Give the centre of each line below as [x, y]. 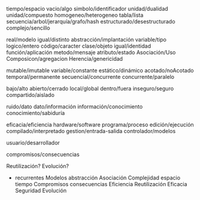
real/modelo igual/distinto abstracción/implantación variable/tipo [86, 39]
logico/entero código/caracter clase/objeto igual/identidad [79, 46]
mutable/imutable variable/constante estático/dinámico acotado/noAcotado [100, 70]
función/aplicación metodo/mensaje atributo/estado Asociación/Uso [91, 52]
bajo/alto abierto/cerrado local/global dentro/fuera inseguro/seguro [90, 89]
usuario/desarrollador [33, 143]
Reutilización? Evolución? [38, 166]
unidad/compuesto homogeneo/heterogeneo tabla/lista [75, 15]
